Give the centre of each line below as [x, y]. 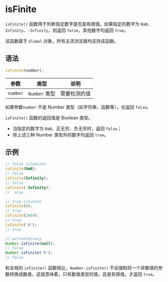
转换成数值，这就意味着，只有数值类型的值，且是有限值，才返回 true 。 [83, 274]
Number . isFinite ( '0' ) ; [29, 253]
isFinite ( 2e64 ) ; [22, 216]
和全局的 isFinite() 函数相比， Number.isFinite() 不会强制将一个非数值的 [82, 268]
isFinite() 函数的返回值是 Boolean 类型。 [49, 118]
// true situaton [23, 201]
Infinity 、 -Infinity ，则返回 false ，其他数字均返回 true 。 [67, 30]
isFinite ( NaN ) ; [21, 169]
